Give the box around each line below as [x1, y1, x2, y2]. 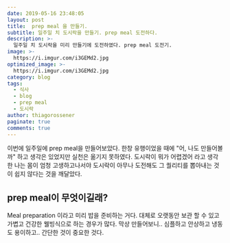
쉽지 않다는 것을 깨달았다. [14, 170, 82, 178]
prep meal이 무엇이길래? [7, 192, 108, 203]
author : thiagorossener [7, 112, 76, 118]
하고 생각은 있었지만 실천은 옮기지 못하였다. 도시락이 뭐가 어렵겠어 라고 [16, 153, 206, 161]
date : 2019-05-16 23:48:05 [7, 10, 84, 17]
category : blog [7, 73, 51, 81]
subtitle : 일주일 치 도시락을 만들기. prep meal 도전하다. [7, 29, 158, 36]
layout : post [7, 16, 45, 23]
